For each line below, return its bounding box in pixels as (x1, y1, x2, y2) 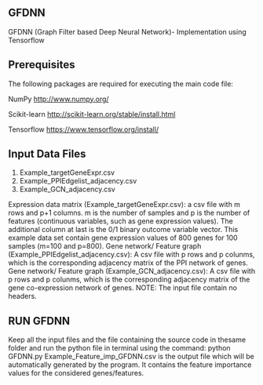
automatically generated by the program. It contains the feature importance (8, 360, 252, 369)
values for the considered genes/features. (8, 369, 144, 378)
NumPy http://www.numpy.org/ (8, 94, 109, 104)
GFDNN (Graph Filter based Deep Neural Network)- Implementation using (8, 27, 247, 36)
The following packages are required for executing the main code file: (8, 78, 234, 89)
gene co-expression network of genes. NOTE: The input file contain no (8, 283, 238, 292)
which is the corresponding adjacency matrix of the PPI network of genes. (8, 258, 249, 267)
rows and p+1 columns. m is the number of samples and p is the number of (8, 208, 250, 218)
